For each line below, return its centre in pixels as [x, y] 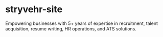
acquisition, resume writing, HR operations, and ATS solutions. [71, 28]
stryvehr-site [34, 9]
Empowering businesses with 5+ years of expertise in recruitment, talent [82, 23]
